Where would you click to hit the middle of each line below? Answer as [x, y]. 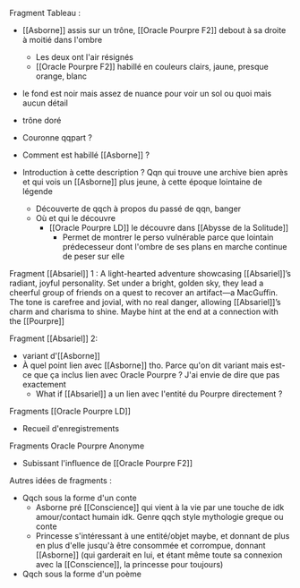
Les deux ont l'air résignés [85, 57]
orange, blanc [61, 76]
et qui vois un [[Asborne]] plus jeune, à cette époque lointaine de [142, 182]
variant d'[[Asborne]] [61, 356]
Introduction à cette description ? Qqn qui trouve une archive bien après [155, 172]
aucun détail [45, 103]
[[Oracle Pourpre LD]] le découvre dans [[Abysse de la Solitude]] [169, 228]
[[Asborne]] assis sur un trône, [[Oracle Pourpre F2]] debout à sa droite [154, 30]
